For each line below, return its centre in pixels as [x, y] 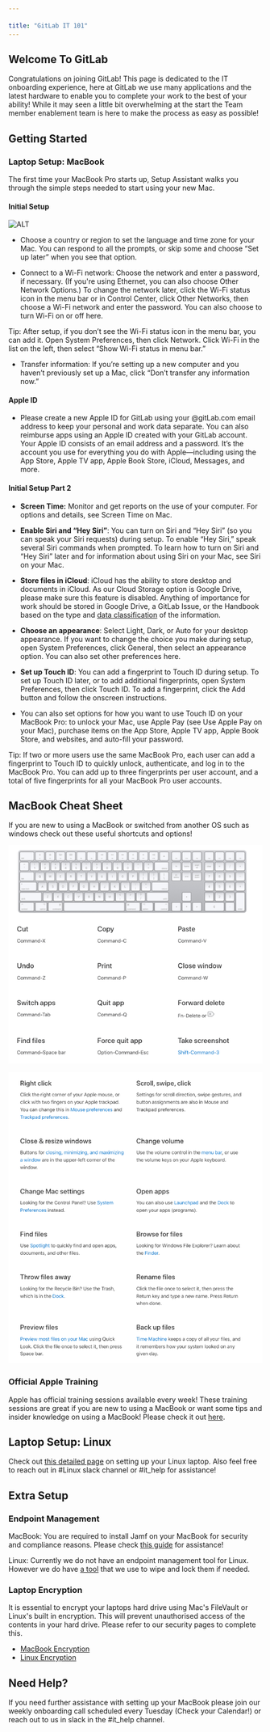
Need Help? [38, 1683]
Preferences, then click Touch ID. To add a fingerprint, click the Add [133, 689]
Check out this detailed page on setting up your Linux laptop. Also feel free [133, 1462]
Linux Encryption [48, 1658]
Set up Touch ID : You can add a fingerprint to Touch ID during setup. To [139, 672]
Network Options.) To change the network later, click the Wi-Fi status [135, 290]
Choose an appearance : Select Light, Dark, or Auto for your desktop [134, 630]
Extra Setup [38, 1495]
